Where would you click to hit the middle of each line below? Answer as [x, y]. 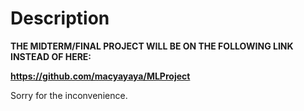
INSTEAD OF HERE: [51, 56]
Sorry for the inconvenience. [69, 95]
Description [60, 18]
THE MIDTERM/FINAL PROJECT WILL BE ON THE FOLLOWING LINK [152, 46]
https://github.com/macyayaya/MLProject [100, 76]
